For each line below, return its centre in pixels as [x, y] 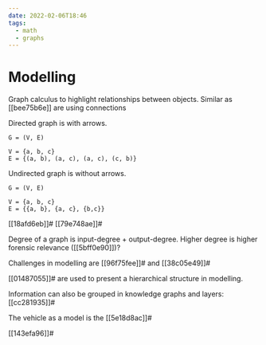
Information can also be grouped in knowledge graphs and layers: [116, 294]
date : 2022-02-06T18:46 [48, 16]
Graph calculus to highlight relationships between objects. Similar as [120, 100]
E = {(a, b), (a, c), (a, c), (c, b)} [72, 159]
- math [26, 30]
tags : [17, 23]
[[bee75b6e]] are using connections [67, 108]
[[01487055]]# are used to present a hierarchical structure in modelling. [126, 279]
